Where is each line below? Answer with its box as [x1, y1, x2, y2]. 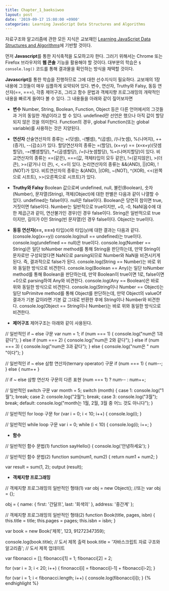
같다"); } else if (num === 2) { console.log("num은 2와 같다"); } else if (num [5, 337, 160, 343]
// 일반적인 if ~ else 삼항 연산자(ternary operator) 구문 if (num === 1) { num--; [5, 360, 163, 367]
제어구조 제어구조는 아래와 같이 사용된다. [12, 320, 92, 326]
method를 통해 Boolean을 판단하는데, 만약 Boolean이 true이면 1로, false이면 [12, 271, 164, 277]
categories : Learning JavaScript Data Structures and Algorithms [5, 21, 145, 27]
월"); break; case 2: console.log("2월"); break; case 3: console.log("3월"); [5, 394, 158, 400]
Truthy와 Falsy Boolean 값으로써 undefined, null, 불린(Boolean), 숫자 [12, 185, 153, 191]
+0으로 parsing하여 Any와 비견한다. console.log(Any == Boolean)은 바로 [12, 278, 159, 284]
